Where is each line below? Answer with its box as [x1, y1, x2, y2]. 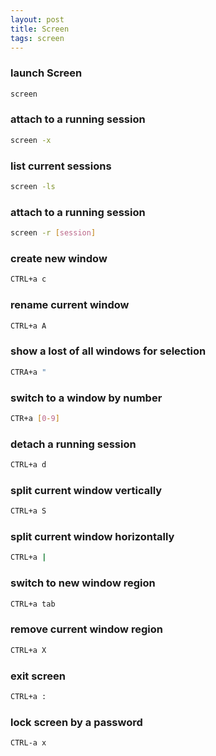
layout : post [10, 14, 65, 25]
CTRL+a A [10, 321, 47, 331]
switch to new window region [10, 576, 156, 590]
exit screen [10, 669, 66, 683]
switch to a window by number [10, 391, 163, 405]
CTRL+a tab [10, 599, 56, 609]
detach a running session [10, 437, 137, 451]
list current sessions [10, 159, 112, 173]
